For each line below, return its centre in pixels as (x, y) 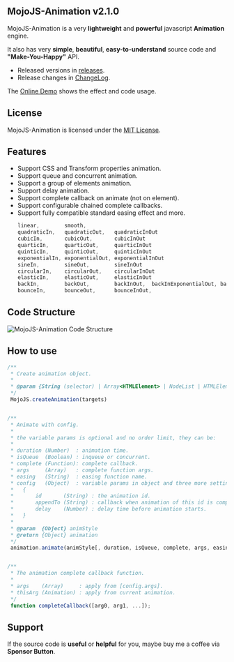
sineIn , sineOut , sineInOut (80, 264)
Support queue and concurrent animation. (77, 176)
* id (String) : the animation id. (80, 496)
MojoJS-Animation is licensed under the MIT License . (84, 130)
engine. (18, 36)
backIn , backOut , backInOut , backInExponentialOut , (117, 284)
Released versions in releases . (61, 70)
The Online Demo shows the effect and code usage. (82, 91)
